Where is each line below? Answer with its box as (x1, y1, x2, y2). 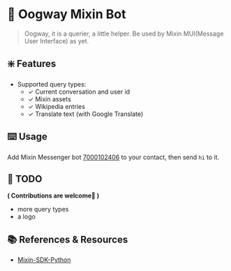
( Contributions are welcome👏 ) (7, 191, 100, 200)
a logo (17, 212, 36, 221)
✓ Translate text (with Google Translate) (27, 110, 144, 118)
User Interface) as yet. (24, 36, 89, 45)
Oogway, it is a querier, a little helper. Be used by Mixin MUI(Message (24, 29, 224, 38)
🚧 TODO (7, 173, 43, 184)
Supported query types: (17, 80, 87, 88)
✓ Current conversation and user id (27, 87, 131, 96)
